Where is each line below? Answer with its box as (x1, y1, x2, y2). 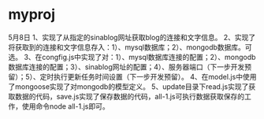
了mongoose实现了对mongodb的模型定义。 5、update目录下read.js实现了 (8, 81, 249, 91)
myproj (8, 6, 56, 24)
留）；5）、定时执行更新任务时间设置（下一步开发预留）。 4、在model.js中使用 (8, 72, 257, 81)
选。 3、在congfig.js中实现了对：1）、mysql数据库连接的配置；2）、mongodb (8, 52, 256, 61)
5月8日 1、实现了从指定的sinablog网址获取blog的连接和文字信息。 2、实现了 (8, 32, 256, 42)
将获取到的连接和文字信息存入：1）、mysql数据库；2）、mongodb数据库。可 (8, 42, 252, 52)
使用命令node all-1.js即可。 (21, 101, 110, 111)
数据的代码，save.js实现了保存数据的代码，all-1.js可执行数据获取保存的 (14, 91, 245, 101)
